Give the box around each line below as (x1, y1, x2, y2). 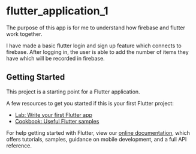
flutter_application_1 (6, 4, 109, 18)
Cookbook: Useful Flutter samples (14, 117, 99, 125)
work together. (6, 30, 43, 37)
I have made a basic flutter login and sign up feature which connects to (6, 42, 182, 49)
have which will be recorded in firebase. (6, 55, 105, 62)
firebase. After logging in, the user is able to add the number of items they (6, 48, 189, 55)
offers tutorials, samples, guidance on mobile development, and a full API (6, 135, 187, 143)
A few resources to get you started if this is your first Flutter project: (6, 99, 174, 107)
